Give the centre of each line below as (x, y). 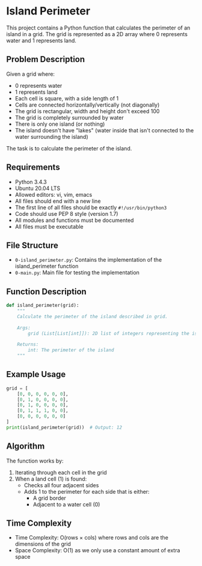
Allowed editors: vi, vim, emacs (54, 194)
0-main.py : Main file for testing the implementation (77, 272)
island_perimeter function (47, 266)
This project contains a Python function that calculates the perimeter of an (98, 28)
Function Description (47, 291)
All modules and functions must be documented (74, 220)
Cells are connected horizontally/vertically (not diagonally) (87, 105)
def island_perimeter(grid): (43, 306)
